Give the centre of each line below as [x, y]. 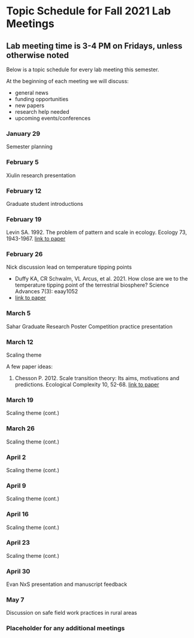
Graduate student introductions [45, 203]
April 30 [18, 571]
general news [32, 93]
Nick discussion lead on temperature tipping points [69, 267]
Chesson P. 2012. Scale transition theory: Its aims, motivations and [97, 378]
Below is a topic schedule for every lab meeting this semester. [83, 69]
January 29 [23, 133]
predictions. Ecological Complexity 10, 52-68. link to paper [87, 385]
